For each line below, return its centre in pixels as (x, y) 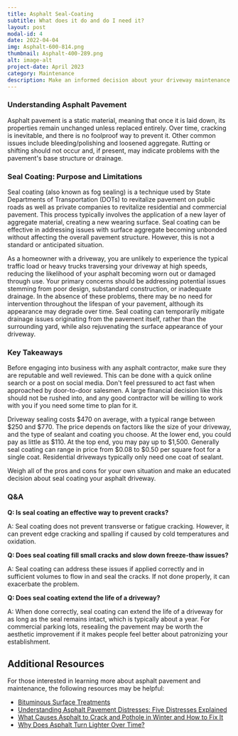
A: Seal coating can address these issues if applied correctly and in (106, 568)
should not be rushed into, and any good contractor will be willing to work (115, 398)
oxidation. (22, 541)
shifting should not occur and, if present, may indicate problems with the (114, 151)
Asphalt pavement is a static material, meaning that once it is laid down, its (117, 120)
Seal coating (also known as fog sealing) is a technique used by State (109, 192)
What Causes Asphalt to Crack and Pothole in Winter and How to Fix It (120, 718)
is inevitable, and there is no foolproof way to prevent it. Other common (112, 135)
